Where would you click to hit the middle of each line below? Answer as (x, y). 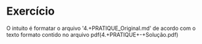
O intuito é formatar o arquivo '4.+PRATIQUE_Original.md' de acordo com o (101, 28)
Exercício (31, 11)
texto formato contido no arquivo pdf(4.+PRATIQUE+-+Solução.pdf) (92, 34)
